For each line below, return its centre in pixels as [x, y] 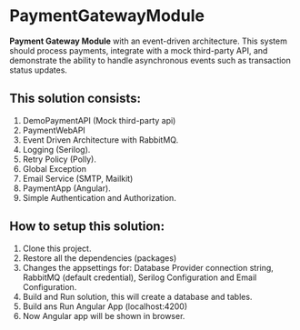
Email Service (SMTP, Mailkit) [78, 178]
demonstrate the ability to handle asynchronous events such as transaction [150, 60]
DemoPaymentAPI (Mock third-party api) [99, 120]
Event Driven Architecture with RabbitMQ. [100, 140]
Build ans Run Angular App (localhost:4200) [105, 306]
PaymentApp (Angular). [66, 188]
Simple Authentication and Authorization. [100, 197]
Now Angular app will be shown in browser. [104, 315]
